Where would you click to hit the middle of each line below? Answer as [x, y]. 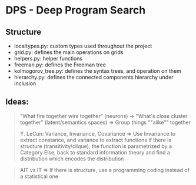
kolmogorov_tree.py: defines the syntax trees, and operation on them [98, 71]
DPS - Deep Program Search [76, 10]
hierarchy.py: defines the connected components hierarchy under [94, 77]
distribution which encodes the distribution [72, 159]
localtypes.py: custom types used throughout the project [83, 46]
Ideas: [17, 102]
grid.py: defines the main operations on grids [69, 52]
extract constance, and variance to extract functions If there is [96, 140]
